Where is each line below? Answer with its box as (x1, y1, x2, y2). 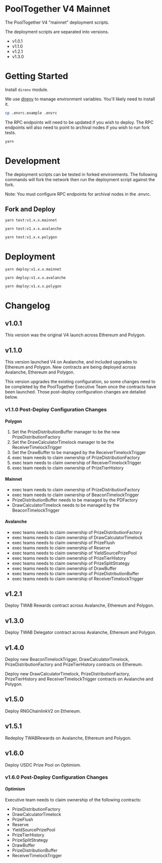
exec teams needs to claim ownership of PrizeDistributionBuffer (12, 570, 139, 576)
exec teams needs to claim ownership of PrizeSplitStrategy (12, 560, 130, 566)
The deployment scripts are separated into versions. (5, 29, 109, 34)
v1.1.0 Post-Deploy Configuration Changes (5, 406, 107, 413)
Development (5, 155, 60, 166)
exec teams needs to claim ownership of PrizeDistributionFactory (12, 529, 142, 535)
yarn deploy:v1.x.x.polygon (5, 284, 62, 289)
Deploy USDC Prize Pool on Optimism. (5, 762, 81, 768)
